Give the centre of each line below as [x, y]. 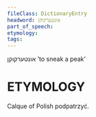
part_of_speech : [30, 26]
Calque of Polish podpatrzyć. [48, 106]
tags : [15, 39]
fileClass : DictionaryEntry [47, 13]
